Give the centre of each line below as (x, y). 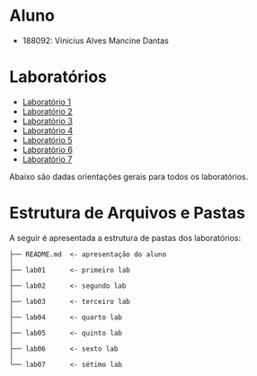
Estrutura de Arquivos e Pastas (127, 213)
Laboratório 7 (47, 159)
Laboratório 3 (48, 121)
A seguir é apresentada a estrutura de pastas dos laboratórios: (125, 237)
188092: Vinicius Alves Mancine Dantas (95, 40)
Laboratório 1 (47, 102)
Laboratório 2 (48, 111)
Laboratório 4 (48, 130)
